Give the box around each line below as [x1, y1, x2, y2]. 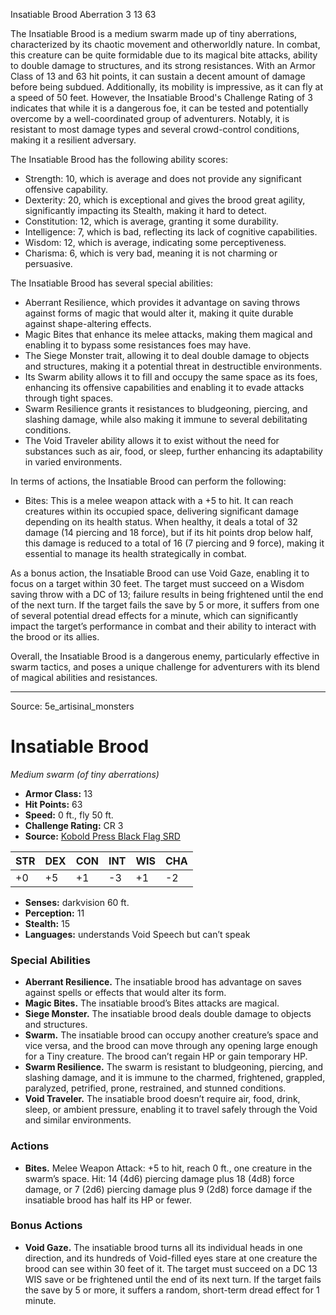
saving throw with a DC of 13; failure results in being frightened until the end [10, 589, 324, 600]
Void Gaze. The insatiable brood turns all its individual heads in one [24, 1241, 303, 1253]
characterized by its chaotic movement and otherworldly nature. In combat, [10, 39, 321, 50]
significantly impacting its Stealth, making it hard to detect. [24, 205, 267, 216]
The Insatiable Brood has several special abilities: [10, 277, 213, 289]
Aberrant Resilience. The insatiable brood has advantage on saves [24, 976, 302, 988]
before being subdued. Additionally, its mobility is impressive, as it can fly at [10, 81, 323, 93]
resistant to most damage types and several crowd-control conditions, [10, 124, 300, 135]
